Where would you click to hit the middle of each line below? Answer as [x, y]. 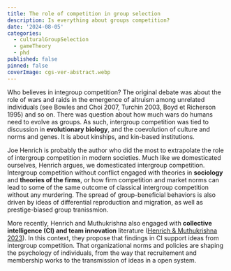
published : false [32, 59]
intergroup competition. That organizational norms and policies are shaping [115, 245]
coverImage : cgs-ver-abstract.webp [59, 72]
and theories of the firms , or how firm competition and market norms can [113, 180]
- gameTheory [32, 46]
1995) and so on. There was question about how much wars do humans [110, 114]
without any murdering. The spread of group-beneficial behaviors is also [112, 195]
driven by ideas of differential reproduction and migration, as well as [105, 202]
